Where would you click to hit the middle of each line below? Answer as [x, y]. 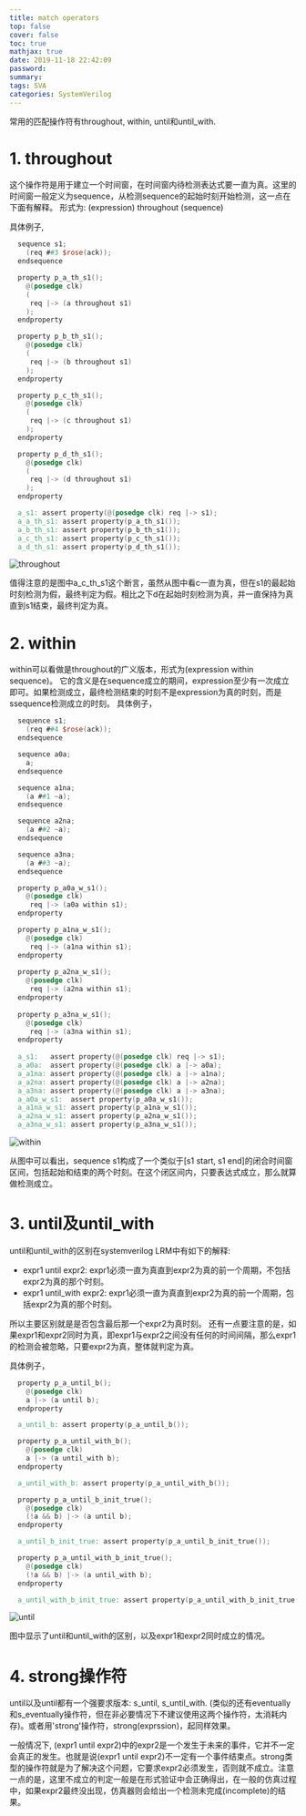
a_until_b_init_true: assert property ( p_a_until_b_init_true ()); [144, 1542]
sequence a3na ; [46, 854]
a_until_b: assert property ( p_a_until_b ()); [103, 1425]
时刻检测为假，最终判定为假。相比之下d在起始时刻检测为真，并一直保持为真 [152, 594]
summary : [26, 77]
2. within [43, 643]
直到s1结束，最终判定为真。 [61, 606]
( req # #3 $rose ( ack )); [69, 253]
